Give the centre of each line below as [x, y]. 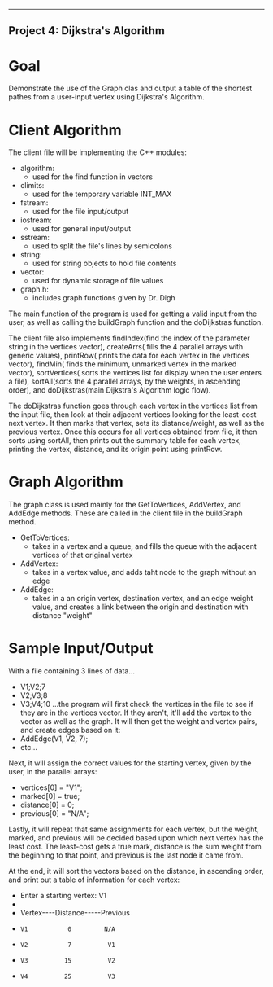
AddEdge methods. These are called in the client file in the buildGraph [126, 513]
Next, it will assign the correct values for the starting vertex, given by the [130, 763]
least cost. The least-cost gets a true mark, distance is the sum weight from [135, 847]
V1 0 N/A [67, 929]
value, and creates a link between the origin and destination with [141, 607]
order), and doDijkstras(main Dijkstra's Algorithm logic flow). [110, 390]
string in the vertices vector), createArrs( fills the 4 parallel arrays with [126, 347]
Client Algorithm [65, 130]
